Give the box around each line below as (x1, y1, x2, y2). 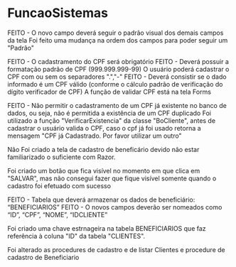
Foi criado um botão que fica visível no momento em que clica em (7, 166, 200, 175)
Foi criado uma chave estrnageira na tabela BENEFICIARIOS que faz (7, 224, 206, 232)
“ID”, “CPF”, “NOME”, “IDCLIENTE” (7, 210, 108, 219)
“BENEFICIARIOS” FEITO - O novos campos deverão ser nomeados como (7, 202, 222, 211)
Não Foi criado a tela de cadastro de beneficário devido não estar (7, 145, 200, 153)
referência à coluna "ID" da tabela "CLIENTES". (7, 231, 146, 240)
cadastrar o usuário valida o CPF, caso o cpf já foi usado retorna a (7, 124, 201, 132)
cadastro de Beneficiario (7, 253, 80, 261)
